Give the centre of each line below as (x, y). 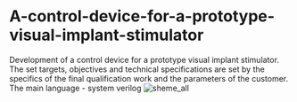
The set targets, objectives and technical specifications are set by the (137, 69)
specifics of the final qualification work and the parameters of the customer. (149, 78)
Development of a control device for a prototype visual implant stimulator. (144, 59)
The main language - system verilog (75, 88)
